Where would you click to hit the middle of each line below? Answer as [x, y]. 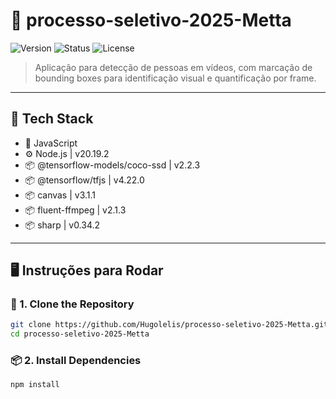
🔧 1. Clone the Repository [72, 304]
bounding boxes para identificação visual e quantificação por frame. [175, 78]
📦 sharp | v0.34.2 [62, 225]
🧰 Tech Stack [52, 119]
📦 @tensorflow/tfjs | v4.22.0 [84, 180]
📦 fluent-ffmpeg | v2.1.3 [75, 210]
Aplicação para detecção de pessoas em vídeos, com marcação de [173, 67]
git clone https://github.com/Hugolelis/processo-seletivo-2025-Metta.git [169, 325]
